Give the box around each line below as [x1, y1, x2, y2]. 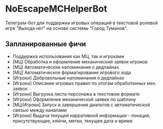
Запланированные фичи [5, 40, 86, 49]
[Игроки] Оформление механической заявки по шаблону [12, 96, 136, 102]
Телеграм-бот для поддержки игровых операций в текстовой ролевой [5, 20, 158, 26]
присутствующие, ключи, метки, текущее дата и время [12, 117, 133, 124]
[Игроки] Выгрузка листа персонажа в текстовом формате [12, 91, 140, 97]
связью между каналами [12, 107, 67, 113]
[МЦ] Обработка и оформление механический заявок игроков [12, 59, 148, 65]
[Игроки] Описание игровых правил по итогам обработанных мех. [12, 80, 157, 86]
